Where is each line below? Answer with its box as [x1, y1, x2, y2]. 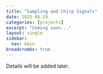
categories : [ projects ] [6, 19, 64, 25]
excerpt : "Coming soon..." [6, 24, 72, 31]
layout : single [6, 30, 43, 36]
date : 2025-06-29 [6, 14, 48, 20]
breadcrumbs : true [6, 47, 51, 52]
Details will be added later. [6, 62, 70, 69]
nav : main [11, 41, 35, 47]
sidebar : [6, 36, 27, 41]
